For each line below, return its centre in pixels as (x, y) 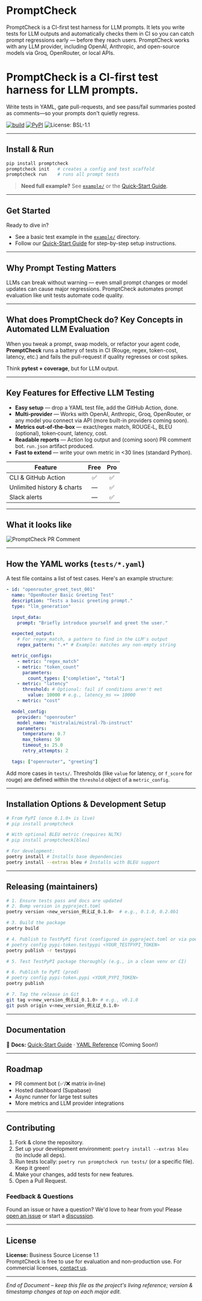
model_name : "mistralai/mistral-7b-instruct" (75, 723)
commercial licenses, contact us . (47, 1268)
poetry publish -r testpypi (41, 951)
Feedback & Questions (40, 1197)
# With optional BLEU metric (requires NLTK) (64, 835)
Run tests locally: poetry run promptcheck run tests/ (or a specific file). (104, 1162)
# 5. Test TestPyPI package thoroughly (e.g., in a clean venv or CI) (96, 961)
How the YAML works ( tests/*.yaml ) (76, 564)
